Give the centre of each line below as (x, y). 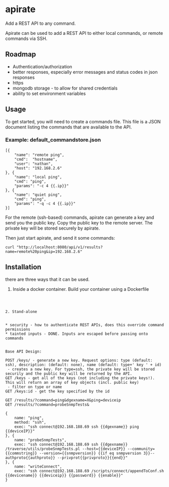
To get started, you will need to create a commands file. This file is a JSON (83, 121)
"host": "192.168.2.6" (38, 168)
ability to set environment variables (49, 93)
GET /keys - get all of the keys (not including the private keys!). (80, 378)
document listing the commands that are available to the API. (69, 127)
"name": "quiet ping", (38, 195)
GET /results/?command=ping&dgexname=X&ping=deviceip (63, 400)
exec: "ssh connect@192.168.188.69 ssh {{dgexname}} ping (77, 427)
